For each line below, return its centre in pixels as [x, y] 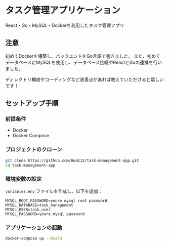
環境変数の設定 [24, 179]
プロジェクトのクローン [34, 150]
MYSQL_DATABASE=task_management [39, 205]
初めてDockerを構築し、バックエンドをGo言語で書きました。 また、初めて [83, 56]
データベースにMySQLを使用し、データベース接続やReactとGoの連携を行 [81, 62]
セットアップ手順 [32, 104]
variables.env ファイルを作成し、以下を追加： [54, 191]
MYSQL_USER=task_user [28, 210]
